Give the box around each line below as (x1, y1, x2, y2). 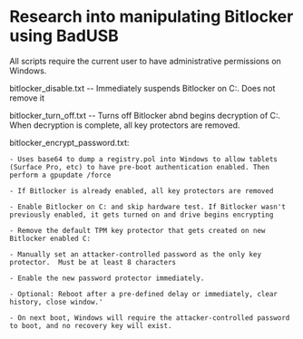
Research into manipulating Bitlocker (9, 6, 294, 27)
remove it (9, 92, 45, 103)
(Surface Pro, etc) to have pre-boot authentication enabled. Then (9, 162, 270, 171)
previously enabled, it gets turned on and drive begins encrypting (9, 210, 274, 219)
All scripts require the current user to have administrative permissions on (9, 55, 281, 66)
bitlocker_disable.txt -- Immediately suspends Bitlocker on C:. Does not (9, 82, 276, 93)
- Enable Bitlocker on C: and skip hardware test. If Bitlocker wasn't (9, 202, 286, 211)
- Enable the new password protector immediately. (9, 274, 205, 283)
